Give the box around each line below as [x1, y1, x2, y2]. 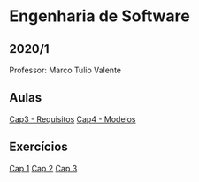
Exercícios [9, 140, 68, 155]
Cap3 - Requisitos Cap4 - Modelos [9, 113, 136, 125]
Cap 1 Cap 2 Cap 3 [9, 163, 78, 173]
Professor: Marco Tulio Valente [9, 64, 122, 75]
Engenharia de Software [9, 6, 190, 27]
